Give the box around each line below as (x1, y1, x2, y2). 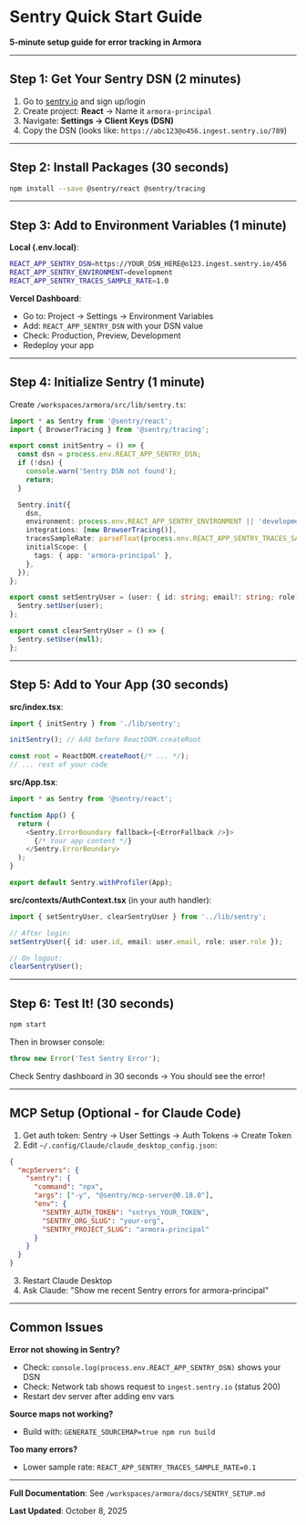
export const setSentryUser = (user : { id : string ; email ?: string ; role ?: (9, 592, 303, 603)
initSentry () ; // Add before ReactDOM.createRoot (9, 736, 202, 745)
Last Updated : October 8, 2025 (9, 1505, 127, 1516)
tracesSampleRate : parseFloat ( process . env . (25, 534, 194, 543)
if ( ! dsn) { (17, 459, 64, 468)
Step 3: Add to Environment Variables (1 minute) (9, 217, 287, 233)
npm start (9, 1020, 47, 1029)
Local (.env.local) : (9, 242, 79, 252)
